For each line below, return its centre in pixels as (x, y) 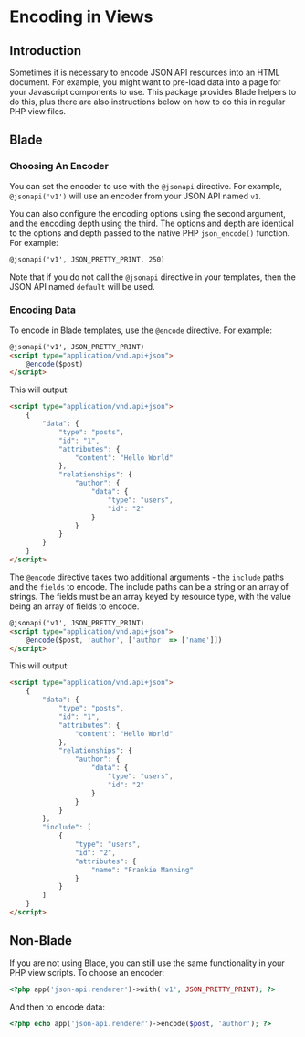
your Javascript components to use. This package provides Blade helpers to (153, 92)
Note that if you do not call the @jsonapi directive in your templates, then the (153, 277)
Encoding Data (42, 310)
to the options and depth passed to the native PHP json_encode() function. (150, 233)
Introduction (46, 51)
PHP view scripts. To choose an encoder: (87, 972)
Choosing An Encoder (59, 166)
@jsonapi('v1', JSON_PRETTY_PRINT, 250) (88, 259)
